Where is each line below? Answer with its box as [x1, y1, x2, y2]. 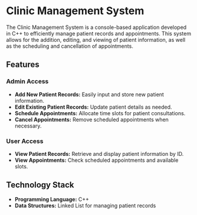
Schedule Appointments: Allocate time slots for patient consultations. [14, 109, 186, 116]
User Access [6, 137, 44, 145]
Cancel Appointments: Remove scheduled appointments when [14, 116, 169, 123]
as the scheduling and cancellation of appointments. [6, 43, 134, 50]
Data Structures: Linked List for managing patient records [14, 202, 156, 209]
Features [6, 60, 40, 70]
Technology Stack [6, 180, 74, 190]
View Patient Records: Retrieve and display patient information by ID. [14, 150, 184, 157]
